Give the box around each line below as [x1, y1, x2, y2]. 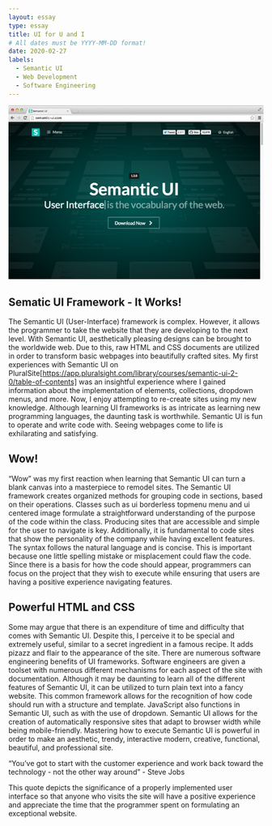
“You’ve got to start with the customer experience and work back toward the [8, 758, 264, 768]
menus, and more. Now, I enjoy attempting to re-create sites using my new [8, 394, 257, 404]
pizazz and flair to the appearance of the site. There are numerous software [8, 648, 261, 657]
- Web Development [15, 73, 79, 81]
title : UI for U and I [8, 30, 85, 38]
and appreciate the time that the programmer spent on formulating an [8, 799, 240, 810]
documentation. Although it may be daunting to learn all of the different [8, 674, 245, 683]
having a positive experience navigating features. [8, 576, 172, 587]
